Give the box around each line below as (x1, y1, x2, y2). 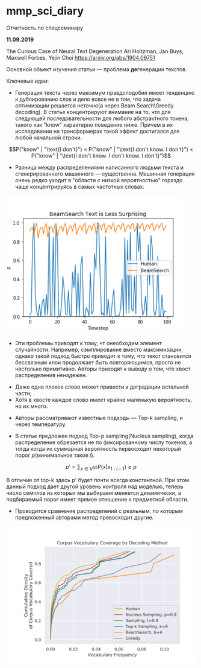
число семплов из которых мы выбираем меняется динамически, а (6, 489, 182, 496)
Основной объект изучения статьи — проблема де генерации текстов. (6, 65, 188, 73)
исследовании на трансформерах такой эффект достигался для (14, 127, 180, 135)
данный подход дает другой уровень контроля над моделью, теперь (6, 483, 184, 490)
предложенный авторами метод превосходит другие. (14, 514, 154, 521)
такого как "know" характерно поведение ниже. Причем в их (14, 121, 173, 128)
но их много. (14, 402, 48, 410)
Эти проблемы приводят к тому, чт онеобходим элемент (14, 339, 162, 346)
